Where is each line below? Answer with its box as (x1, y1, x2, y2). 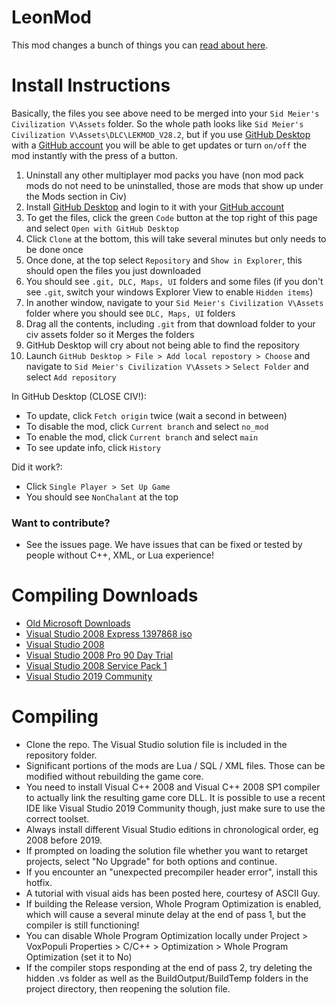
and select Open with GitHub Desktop (25, 222, 179, 234)
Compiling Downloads (11, 584, 199, 607)
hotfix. (25, 877, 53, 889)
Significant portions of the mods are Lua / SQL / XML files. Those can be (25, 760, 326, 772)
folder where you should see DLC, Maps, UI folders (25, 307, 236, 319)
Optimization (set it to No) (25, 951, 133, 963)
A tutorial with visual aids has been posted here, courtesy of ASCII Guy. (25, 887, 321, 900)
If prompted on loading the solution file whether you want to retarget (25, 845, 309, 857)
